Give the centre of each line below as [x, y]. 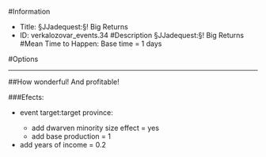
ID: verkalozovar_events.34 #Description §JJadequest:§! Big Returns [131, 35]
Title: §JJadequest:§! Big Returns [74, 27]
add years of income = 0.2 [63, 145]
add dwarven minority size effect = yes [95, 128]
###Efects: [26, 97]
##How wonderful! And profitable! [64, 82]
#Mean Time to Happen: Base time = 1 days [91, 44]
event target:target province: [66, 113]
